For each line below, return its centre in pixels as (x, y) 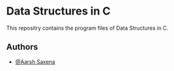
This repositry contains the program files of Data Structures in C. (87, 28)
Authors (22, 47)
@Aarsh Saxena (35, 61)
